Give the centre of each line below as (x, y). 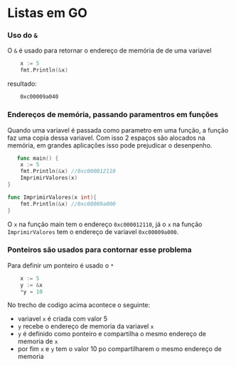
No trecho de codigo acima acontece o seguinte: (79, 305)
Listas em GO (47, 13)
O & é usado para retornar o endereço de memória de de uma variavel (109, 50)
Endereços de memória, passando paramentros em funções (113, 115)
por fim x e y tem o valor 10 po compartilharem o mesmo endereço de (120, 349)
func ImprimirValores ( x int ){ (52, 197)
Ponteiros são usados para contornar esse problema (100, 250)
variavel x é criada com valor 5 (63, 319)
